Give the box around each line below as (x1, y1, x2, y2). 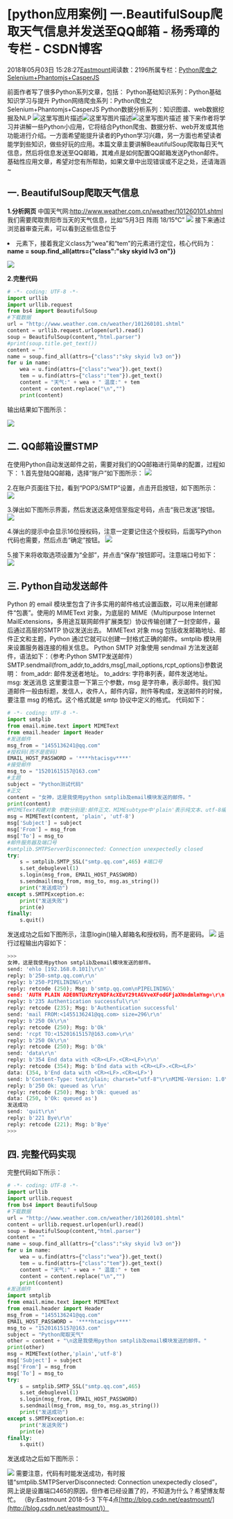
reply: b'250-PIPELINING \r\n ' (7, 979, 95, 986)
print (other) (7, 1344, 45, 1351)
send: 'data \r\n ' (7, 1050, 58, 1057)
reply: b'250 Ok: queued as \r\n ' (7, 1082, 107, 1089)
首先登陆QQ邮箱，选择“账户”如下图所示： (25, 469, 144, 478)
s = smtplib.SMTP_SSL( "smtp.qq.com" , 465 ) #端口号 (19, 858, 163, 865)
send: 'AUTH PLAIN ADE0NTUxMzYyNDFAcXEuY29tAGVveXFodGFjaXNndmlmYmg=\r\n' (7, 991, 228, 999)
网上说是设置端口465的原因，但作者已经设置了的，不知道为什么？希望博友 (7, 1487, 220, 1495)
